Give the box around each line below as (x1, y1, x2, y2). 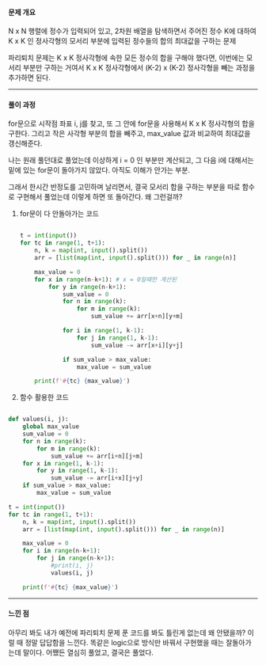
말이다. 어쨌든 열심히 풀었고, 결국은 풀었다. (22, 648, 154, 657)
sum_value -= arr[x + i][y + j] (90, 341, 184, 349)
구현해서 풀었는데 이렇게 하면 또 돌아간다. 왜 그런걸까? (16, 192, 183, 202)
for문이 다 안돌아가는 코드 (19, 209, 99, 218)
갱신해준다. (8, 139, 43, 148)
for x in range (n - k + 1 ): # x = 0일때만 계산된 (34, 275, 177, 283)
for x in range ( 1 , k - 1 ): (22, 459, 104, 467)
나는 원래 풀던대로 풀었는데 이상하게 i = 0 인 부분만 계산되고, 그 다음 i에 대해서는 (8, 155, 255, 165)
